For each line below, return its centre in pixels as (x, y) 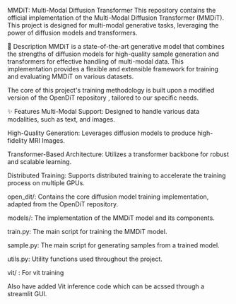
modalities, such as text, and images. (61, 119)
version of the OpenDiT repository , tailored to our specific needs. (103, 98)
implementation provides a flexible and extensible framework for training (113, 69)
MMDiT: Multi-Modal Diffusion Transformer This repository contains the (112, 10)
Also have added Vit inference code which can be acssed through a (106, 286)
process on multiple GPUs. (46, 183)
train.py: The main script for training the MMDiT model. (87, 232)
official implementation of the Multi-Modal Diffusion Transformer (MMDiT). (116, 18)
